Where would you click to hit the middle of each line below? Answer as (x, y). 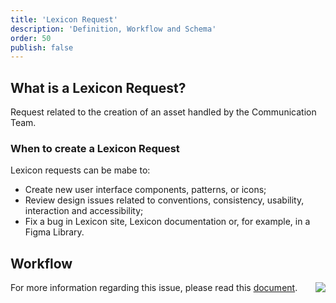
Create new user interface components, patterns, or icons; (145, 190)
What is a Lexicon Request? (98, 87)
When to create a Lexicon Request (95, 148)
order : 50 (31, 38)
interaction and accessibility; (84, 211)
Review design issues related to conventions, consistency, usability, (164, 200)
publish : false (42, 47)
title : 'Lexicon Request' (64, 19)
